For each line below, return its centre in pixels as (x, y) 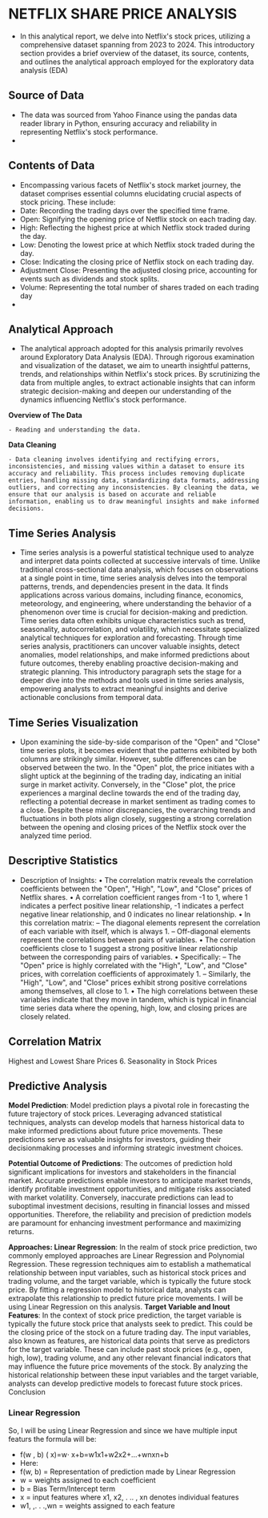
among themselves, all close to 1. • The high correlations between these (139, 990)
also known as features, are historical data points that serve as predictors (129, 1341)
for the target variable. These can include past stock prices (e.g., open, (126, 1350)
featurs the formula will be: (53, 1439)
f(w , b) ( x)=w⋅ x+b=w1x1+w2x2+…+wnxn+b (94, 1454)
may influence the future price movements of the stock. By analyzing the (128, 1366)
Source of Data (46, 96)
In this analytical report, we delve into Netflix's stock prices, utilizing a (135, 36)
